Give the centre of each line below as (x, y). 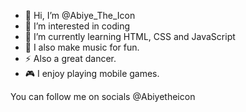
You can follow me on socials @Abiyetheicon (103, 96)
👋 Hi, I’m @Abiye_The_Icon (80, 15)
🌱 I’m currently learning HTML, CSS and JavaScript (130, 36)
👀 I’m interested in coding (77, 26)
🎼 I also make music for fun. (82, 47)
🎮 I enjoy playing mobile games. (92, 73)
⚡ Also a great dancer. (70, 58)
